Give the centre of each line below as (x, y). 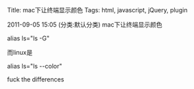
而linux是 (20, 52)
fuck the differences (36, 79)
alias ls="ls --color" (35, 66)
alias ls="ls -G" (28, 38)
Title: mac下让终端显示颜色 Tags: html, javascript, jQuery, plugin (97, 10)
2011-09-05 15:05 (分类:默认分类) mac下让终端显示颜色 (85, 25)
